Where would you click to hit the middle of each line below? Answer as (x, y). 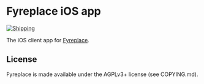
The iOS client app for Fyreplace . (48, 40)
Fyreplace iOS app (54, 11)
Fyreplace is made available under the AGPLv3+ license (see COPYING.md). (102, 74)
